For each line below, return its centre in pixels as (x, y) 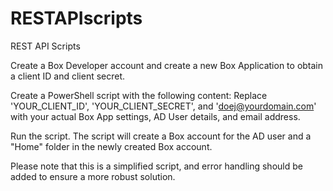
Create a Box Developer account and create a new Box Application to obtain (167, 65)
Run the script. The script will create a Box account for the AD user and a (161, 136)
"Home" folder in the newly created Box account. (111, 146)
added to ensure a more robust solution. (93, 176)
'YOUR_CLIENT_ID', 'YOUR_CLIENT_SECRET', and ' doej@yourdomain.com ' (163, 106)
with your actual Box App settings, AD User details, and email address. (155, 116)
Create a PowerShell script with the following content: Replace (139, 95)
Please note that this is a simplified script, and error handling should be (156, 166)
